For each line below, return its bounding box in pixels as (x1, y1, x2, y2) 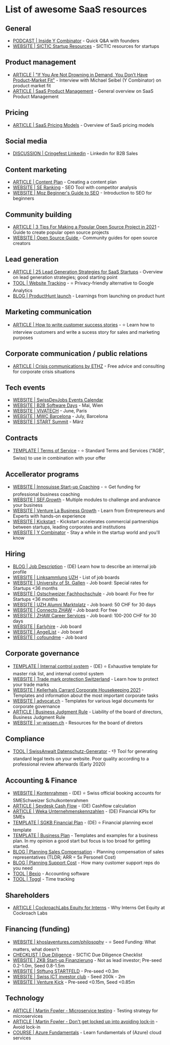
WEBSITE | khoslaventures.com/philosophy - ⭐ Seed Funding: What (12, 939, 156, 945)
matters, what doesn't (12, 946, 59, 952)
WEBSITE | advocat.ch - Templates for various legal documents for (12, 697, 155, 704)
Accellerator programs (5, 470, 79, 479)
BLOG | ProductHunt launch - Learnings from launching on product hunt (12, 293, 165, 299)
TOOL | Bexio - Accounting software (12, 870, 90, 877)
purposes (12, 334, 33, 340)
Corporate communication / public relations (5, 349, 148, 358)
